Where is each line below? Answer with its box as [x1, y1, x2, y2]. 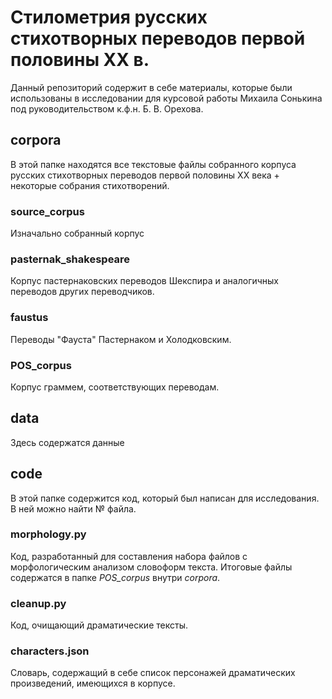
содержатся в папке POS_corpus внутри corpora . [10, 571, 221, 583]
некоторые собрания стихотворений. [10, 179, 170, 191]
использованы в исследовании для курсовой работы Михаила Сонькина [10, 92, 323, 104]
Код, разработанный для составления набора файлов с [10, 550, 248, 562]
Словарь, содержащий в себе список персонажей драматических [10, 667, 296, 679]
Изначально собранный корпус [10, 227, 145, 240]
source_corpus [10, 204, 85, 218]
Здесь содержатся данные [10, 436, 125, 448]
